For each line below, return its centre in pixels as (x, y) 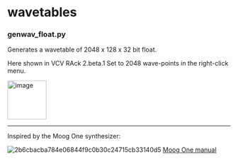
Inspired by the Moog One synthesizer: (64, 136)
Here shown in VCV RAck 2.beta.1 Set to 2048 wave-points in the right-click (118, 64)
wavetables (42, 12)
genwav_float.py (36, 35)
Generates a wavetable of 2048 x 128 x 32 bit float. (82, 49)
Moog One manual (190, 150)
